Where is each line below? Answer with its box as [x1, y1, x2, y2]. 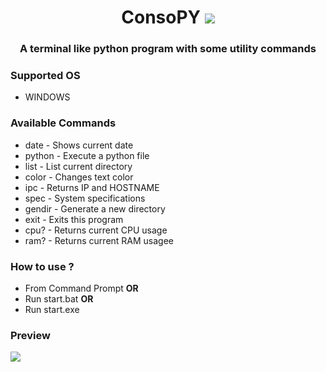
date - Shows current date [24, 139, 134, 151]
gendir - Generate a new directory [24, 202, 166, 215]
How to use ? [10, 259, 75, 273]
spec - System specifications [24, 192, 146, 204]
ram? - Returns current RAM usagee [24, 234, 175, 246]
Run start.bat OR [24, 293, 94, 305]
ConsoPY [121, 6, 202, 29]
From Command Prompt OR [24, 282, 139, 294]
